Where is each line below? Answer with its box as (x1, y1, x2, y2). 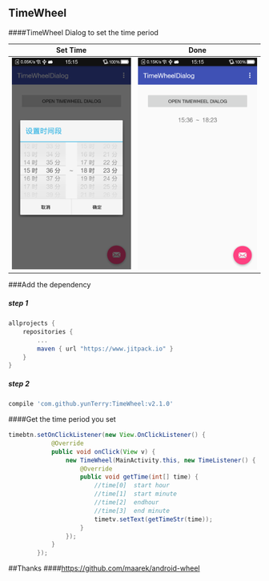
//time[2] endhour (94, 499, 159, 507)
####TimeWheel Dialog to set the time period (8, 27, 159, 37)
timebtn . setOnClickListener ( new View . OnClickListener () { (8, 431, 206, 439)
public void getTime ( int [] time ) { (79, 473, 199, 481)
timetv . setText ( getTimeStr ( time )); (94, 515, 214, 523)
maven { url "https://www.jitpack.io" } (37, 344, 174, 353)
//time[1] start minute (94, 490, 178, 499)
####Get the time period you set (8, 415, 116, 424)
